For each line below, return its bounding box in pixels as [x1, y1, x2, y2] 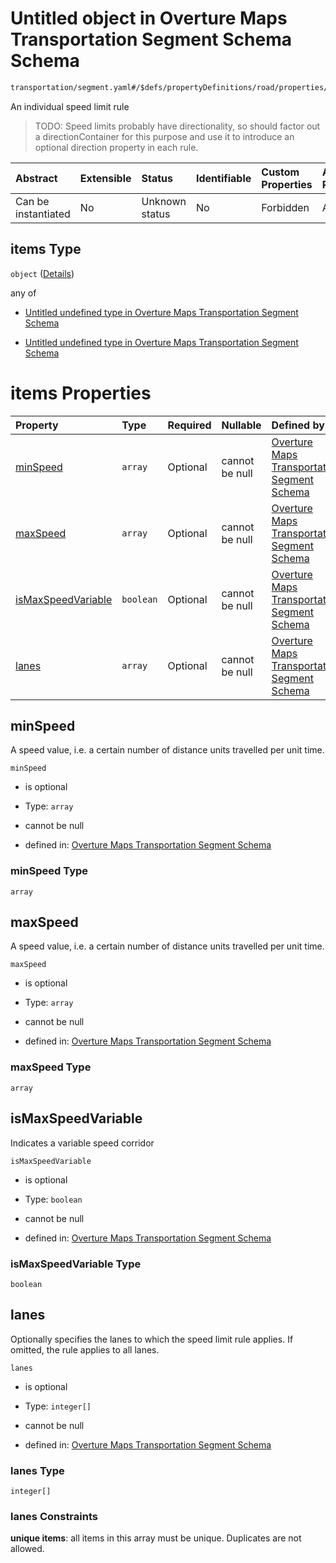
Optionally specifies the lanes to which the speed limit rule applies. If [10, 1333, 294, 1345]
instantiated [15, 207, 71, 221]
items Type [10, 241, 82, 258]
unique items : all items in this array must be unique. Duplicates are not [10, 1532, 302, 1544]
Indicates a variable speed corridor [10, 1137, 155, 1149]
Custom [261, 165, 300, 179]
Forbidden [261, 200, 310, 214]
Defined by [271, 418, 325, 432]
